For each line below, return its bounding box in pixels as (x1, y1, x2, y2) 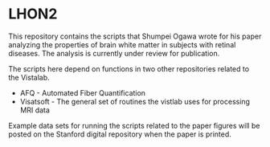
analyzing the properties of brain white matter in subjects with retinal (8, 39, 236, 49)
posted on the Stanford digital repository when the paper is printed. (8, 129, 231, 139)
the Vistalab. (8, 72, 50, 82)
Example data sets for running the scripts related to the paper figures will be (8, 120, 260, 130)
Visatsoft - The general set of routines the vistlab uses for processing (19, 96, 251, 106)
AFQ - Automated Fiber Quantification (19, 88, 146, 97)
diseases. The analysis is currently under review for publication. (8, 48, 220, 58)
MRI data (19, 105, 51, 115)
